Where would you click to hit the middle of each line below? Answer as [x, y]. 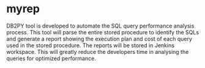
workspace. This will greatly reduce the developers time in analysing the [98, 51]
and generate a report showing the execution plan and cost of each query [99, 39]
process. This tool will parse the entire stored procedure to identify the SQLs [103, 32]
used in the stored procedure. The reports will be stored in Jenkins [90, 45]
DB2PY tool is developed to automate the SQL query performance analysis [100, 26]
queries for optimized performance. [51, 58]
